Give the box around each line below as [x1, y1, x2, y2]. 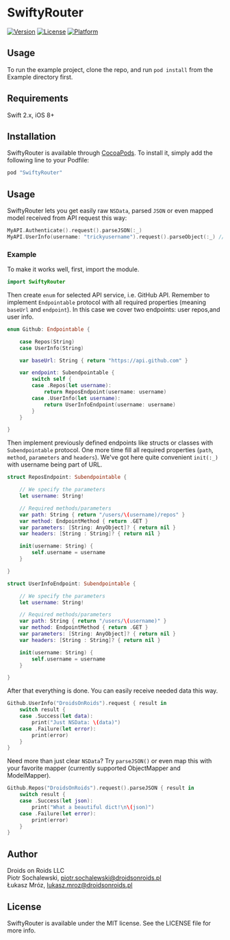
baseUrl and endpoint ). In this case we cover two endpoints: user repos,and [7, 305, 220, 313]
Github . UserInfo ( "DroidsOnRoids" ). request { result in [7, 700, 167, 707]
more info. [7, 926, 36, 935]
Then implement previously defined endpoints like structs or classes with [7, 438, 214, 447]
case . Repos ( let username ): [31, 382, 112, 389]
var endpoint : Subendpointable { [19, 369, 115, 376]
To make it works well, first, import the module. [7, 265, 140, 273]
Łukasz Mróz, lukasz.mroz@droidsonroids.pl [7, 881, 133, 889]
